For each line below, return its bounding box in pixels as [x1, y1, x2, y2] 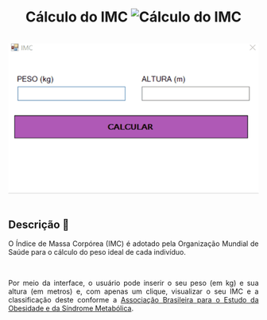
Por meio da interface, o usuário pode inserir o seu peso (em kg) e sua [8, 279, 259, 288]
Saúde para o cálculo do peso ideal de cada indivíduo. [8, 248, 187, 257]
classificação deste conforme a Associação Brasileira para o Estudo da [8, 295, 260, 305]
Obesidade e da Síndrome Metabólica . [8, 303, 133, 314]
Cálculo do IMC [25, 8, 129, 26]
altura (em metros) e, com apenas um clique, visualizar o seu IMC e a [8, 287, 259, 296]
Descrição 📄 [8, 217, 70, 231]
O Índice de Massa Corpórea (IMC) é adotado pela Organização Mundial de [8, 239, 259, 248]
